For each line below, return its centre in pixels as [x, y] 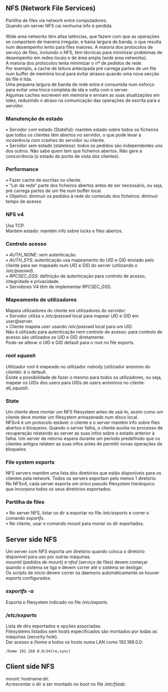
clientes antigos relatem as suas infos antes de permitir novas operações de [84, 444]
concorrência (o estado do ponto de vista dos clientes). [63, 156]
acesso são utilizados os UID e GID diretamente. [55, 337]
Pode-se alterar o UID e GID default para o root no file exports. [70, 343]
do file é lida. [19, 79]
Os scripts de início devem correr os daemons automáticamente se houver [82, 573]
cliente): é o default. [26, 372]
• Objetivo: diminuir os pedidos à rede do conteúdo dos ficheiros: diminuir [82, 196]
